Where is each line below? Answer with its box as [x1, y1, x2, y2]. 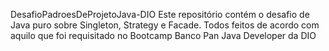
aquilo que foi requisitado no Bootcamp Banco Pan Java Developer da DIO [10, 30, 317, 41]
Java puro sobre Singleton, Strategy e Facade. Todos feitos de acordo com [10, 19, 320, 31]
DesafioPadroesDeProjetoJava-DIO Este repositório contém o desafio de [10, 9, 310, 20]
